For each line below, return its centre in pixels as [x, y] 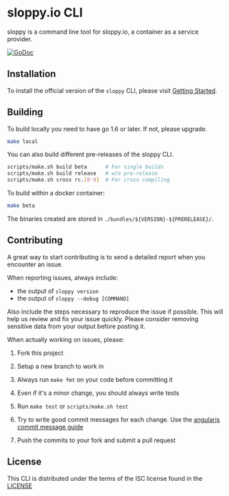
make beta [21, 206]
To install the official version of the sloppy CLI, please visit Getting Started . [112, 90]
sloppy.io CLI [45, 13]
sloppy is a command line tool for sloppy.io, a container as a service [103, 32]
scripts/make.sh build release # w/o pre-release [82, 173]
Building [25, 112]
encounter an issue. [35, 264]
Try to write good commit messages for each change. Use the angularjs [119, 419]
